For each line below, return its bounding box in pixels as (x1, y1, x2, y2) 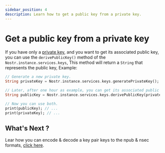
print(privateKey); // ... (5, 110, 60, 116)
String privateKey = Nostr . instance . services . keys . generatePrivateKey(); (5, 79, 160, 84)
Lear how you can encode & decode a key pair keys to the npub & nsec (5, 137, 149, 143)
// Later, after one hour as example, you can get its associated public (5, 88, 160, 93)
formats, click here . (5, 142, 44, 148)
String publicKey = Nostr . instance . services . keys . (5, 92, 111, 97)
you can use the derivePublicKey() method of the (5, 55, 106, 61)
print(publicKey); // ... (5, 106, 58, 111)
